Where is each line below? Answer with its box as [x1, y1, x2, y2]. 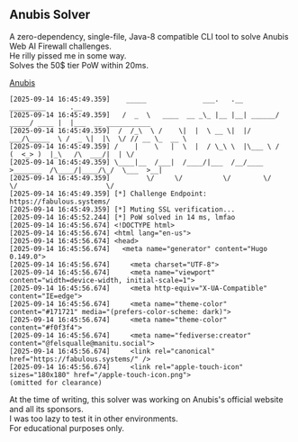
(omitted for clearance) [9, 378, 103, 387]
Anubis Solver [9, 7, 91, 23]
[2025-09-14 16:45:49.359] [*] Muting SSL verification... [9, 204, 236, 214]
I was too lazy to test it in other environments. [9, 413, 178, 424]
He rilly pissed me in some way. [9, 50, 127, 61]
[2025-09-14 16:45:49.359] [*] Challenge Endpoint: [9, 189, 207, 198]
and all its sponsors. [9, 403, 84, 414]
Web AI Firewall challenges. [9, 41, 113, 51]
